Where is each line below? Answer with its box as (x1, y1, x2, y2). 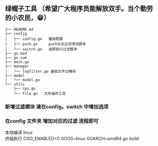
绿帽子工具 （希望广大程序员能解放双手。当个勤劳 (5, 4, 153, 13)
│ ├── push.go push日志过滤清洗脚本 (5, 41, 86, 46)
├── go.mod (5, 51, 27, 56)
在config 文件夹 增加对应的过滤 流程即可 (5, 117, 99, 124)
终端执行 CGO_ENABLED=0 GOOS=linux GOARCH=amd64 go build (5, 136, 139, 142)
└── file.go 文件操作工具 (14, 91, 66, 96)
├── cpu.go (14, 86, 36, 91)
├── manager (5, 64, 29, 69)
